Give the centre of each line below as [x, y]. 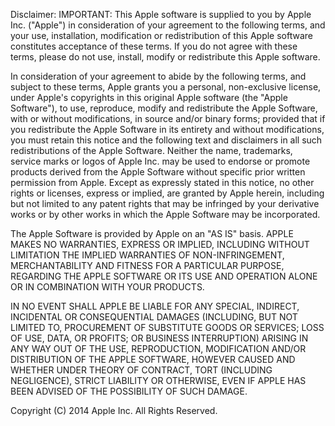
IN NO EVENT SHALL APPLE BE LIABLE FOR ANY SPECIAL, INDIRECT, [155, 306]
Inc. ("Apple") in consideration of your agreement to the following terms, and [168, 25]
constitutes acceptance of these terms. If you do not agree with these [154, 46]
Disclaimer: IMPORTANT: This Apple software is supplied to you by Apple [161, 14]
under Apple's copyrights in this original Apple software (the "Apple [149, 97]
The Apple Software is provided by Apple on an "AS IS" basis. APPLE [152, 233]
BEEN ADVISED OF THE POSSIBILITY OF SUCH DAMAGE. [129, 391]
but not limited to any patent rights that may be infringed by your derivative [165, 203]
